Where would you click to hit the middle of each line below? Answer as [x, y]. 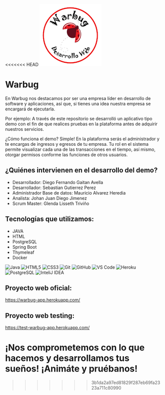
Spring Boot [25, 247]
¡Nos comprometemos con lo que [75, 348]
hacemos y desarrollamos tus [67, 358]
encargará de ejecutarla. [30, 109]
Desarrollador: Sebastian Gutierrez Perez [54, 188]
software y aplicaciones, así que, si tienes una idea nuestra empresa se [78, 103]
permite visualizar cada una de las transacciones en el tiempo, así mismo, [81, 149]
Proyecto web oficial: [38, 288]
